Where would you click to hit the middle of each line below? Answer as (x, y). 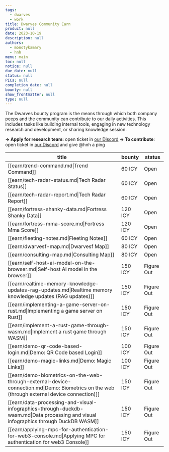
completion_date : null (29, 85)
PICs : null (17, 80)
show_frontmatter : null (30, 94)
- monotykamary (26, 47)
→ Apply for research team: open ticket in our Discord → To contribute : (80, 139)
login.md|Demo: (26, 353)
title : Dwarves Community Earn (38, 24)
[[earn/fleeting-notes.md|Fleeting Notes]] (58, 238)
